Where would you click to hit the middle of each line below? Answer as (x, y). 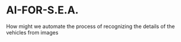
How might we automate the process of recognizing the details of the (90, 26)
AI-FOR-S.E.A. (42, 10)
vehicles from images (32, 32)
